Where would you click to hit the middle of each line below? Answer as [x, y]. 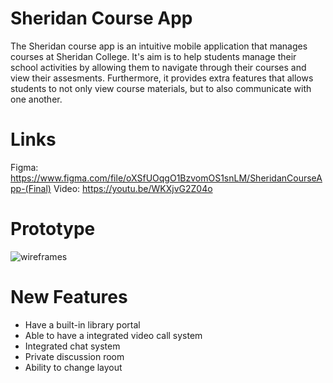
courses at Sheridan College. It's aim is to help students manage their [153, 56]
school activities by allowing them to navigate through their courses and [158, 67]
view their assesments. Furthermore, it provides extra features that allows [162, 78]
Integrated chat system [72, 346]
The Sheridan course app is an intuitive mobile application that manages [159, 46]
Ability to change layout [73, 367]
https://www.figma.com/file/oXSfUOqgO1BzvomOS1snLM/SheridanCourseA [166, 178]
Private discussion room [74, 356]
